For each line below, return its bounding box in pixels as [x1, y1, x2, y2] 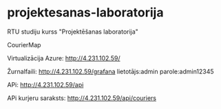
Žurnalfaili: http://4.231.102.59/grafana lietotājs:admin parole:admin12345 [7, 67, 215, 75]
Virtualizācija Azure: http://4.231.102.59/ [7, 53, 120, 62]
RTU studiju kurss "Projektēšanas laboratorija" [7, 27, 139, 36]
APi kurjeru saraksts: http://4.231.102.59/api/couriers [7, 94, 157, 102]
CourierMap [7, 40, 41, 49]
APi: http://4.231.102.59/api [7, 80, 84, 88]
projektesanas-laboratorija [7, 5, 164, 21]
